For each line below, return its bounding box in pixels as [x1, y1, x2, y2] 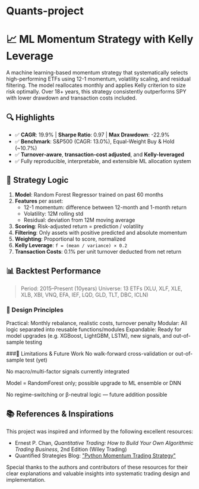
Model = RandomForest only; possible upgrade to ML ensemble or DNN [6, 379, 181, 387]
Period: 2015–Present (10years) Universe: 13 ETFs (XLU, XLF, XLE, [20, 285, 183, 292]
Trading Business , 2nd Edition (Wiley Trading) [14, 446, 127, 453]
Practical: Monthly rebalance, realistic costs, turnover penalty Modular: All [6, 319, 187, 326]
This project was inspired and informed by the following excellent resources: [6, 428, 194, 435]
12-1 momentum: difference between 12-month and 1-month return [23, 204, 187, 211]
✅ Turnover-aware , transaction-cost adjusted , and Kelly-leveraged [14, 151, 185, 158]
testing [25, 338, 43, 345]
